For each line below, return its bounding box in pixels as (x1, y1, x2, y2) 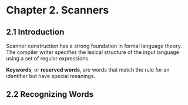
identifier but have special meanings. (6, 73, 96, 79)
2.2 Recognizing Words (6, 89, 94, 100)
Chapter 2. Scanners (6, 4, 109, 17)
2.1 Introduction (6, 27, 65, 37)
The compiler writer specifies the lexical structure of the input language (6, 49, 180, 56)
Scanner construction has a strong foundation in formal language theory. (6, 42, 182, 49)
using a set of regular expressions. (6, 55, 90, 62)
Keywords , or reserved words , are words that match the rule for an (6, 66, 170, 73)
